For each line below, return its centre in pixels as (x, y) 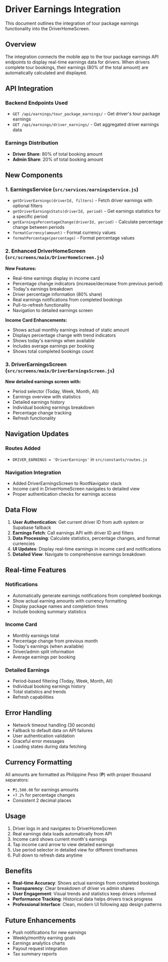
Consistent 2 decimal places (42, 800)
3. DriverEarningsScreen (36, 364)
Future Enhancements (41, 920)
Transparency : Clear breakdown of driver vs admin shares (73, 888)
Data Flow (21, 510)
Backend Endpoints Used (36, 103)
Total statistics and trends (39, 692)
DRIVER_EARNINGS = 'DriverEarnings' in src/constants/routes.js (80, 459)
